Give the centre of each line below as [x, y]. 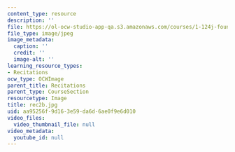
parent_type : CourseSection [48, 92]
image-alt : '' [34, 60]
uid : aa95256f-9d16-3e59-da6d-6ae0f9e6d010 [72, 111]
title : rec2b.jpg [33, 105]
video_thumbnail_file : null [55, 124]
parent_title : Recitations [47, 85]
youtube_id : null [39, 137]
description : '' [31, 20]
